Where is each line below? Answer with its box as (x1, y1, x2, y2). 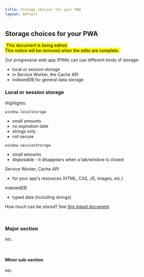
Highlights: (5, 100, 27, 106)
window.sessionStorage (5, 143, 51, 148)
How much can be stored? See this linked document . (5, 204, 111, 209)
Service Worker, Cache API (5, 166, 59, 172)
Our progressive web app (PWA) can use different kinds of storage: (5, 57, 140, 63)
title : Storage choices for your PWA (5, 7, 81, 12)
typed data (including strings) (12, 194, 71, 200)
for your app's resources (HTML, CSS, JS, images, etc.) (12, 175, 124, 181)
